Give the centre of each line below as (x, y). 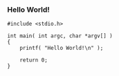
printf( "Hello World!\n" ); (62, 48)
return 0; (34, 60)
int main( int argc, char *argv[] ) (60, 36)
